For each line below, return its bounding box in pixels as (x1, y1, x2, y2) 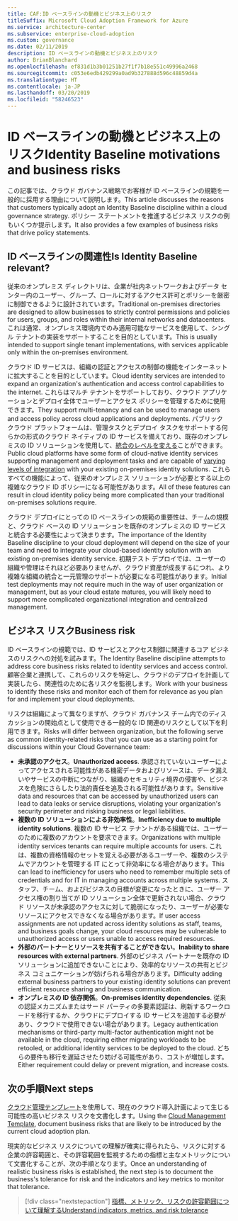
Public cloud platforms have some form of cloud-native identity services (7, 449, 218, 457)
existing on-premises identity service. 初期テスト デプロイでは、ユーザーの (7, 554, 227, 563)
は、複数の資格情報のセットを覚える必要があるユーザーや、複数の (17, 850, 210, 859)
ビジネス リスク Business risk (7, 625, 136, 637)
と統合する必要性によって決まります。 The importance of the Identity (7, 530, 207, 539)
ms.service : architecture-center (7, 23, 106, 30)
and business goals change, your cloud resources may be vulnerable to (17, 926, 227, 935)
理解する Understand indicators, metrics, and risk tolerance (37, 1206, 209, 1215)
